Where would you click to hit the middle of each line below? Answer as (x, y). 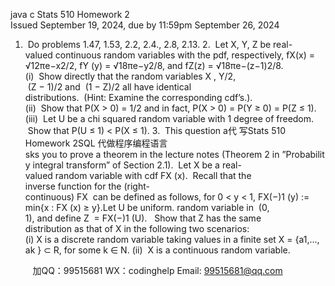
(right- (136, 186)
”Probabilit (303, 154)
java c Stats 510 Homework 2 (70, 14)
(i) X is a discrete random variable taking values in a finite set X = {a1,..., (172, 239)
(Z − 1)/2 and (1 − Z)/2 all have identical (109, 87)
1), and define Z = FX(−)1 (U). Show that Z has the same (143, 218)
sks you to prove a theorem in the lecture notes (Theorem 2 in (152, 154)
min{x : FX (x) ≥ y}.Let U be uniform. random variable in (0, (147, 207)
